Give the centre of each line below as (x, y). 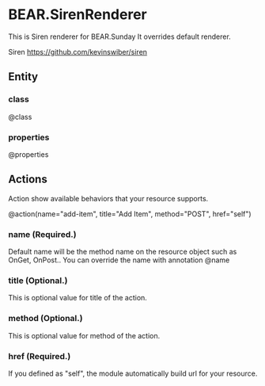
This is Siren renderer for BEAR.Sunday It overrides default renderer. (119, 36)
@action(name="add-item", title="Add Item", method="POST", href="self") (130, 214)
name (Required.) (42, 234)
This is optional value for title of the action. (78, 298)
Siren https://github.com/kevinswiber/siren (78, 52)
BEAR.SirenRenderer (78, 15)
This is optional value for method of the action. (84, 335)
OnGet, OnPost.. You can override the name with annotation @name (119, 260)
